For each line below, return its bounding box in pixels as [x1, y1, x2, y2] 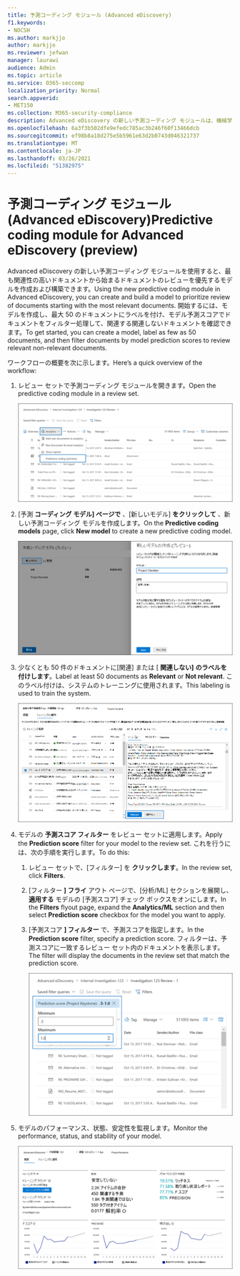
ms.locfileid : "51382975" [7, 162, 84, 169]
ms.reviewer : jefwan [7, 49, 69, 56]
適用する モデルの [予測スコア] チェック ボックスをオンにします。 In [28, 894, 226, 904]
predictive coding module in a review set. [17, 390, 139, 398]
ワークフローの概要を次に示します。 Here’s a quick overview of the [7, 358, 203, 367]
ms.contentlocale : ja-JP [7, 147, 81, 154]
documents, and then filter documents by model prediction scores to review [7, 336, 231, 345]
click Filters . [28, 871, 66, 879]
